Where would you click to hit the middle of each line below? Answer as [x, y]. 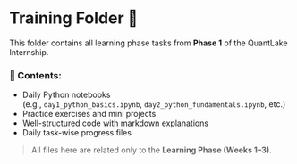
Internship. [29, 52]
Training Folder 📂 [74, 18]
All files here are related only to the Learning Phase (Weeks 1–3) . [152, 150]
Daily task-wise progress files [77, 133]
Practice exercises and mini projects [89, 114]
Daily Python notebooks [66, 95]
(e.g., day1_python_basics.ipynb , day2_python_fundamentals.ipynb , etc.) [154, 104]
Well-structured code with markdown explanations [115, 123]
